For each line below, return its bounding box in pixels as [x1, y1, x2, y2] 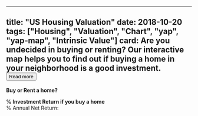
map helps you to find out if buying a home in [6, 54, 175, 64]
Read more [9, 74, 34, 80]
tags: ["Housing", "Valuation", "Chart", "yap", [6, 26, 179, 37]
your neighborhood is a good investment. [6, 63, 161, 74]
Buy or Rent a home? [6, 87, 58, 94]
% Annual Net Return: [6, 104, 59, 111]
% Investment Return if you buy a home [6, 98, 105, 105]
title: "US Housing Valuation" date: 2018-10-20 [6, 17, 183, 27]
